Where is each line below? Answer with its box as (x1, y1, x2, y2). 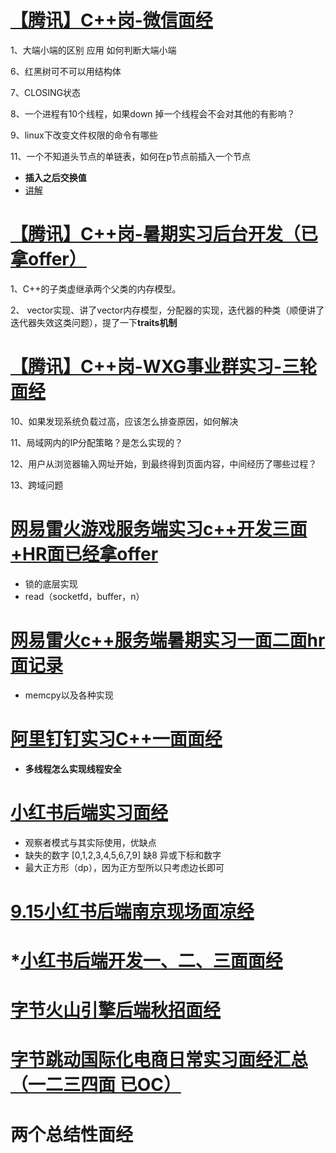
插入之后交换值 (24, 171, 87, 183)
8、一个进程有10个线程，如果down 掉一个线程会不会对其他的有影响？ (10, 107, 296, 120)
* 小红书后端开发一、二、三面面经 (10, 949, 283, 972)
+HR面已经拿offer (10, 543, 159, 565)
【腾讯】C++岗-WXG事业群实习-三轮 (10, 356, 318, 378)
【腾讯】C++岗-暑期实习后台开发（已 (10, 223, 318, 246)
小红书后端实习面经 (10, 801, 169, 824)
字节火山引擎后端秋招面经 (10, 999, 222, 1022)
